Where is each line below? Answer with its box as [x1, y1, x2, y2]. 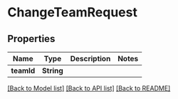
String [41, 66, 64, 75]
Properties [7, 33, 56, 45]
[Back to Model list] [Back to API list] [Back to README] [7, 84, 171, 93]
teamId [11, 66, 36, 75]
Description [70, 54, 111, 63]
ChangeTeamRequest [7, 4, 137, 21]
